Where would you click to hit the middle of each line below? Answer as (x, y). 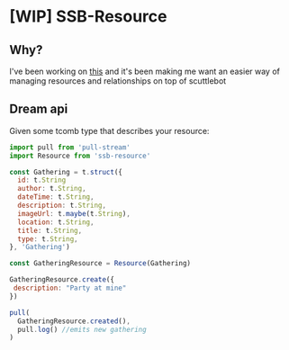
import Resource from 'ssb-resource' (80, 156)
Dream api (39, 109)
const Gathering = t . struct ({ (66, 172)
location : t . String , (56, 222)
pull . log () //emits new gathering (82, 329)
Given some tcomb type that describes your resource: (109, 130)
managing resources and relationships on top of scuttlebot (118, 81)
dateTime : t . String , (56, 197)
